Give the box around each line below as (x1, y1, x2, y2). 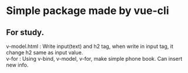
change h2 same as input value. (6, 49, 83, 56)
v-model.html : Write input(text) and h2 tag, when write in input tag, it (6, 43, 173, 50)
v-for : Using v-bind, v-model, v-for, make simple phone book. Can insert (6, 55, 183, 62)
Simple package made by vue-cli (6, 4, 169, 18)
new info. (6, 61, 29, 68)
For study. (6, 27, 44, 37)
